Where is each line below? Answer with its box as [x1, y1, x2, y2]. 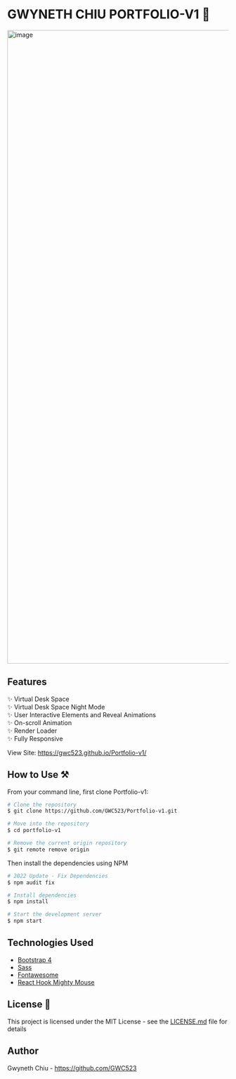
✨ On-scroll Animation [7, 718, 72, 727]
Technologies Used [7, 937, 93, 949]
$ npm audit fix [7, 879, 55, 886]
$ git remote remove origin [7, 846, 90, 853]
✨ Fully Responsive [7, 734, 63, 743]
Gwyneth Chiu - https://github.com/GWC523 [7, 1064, 137, 1072]
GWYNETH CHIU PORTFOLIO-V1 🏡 [7, 6, 211, 23]
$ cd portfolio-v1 [7, 827, 61, 834]
